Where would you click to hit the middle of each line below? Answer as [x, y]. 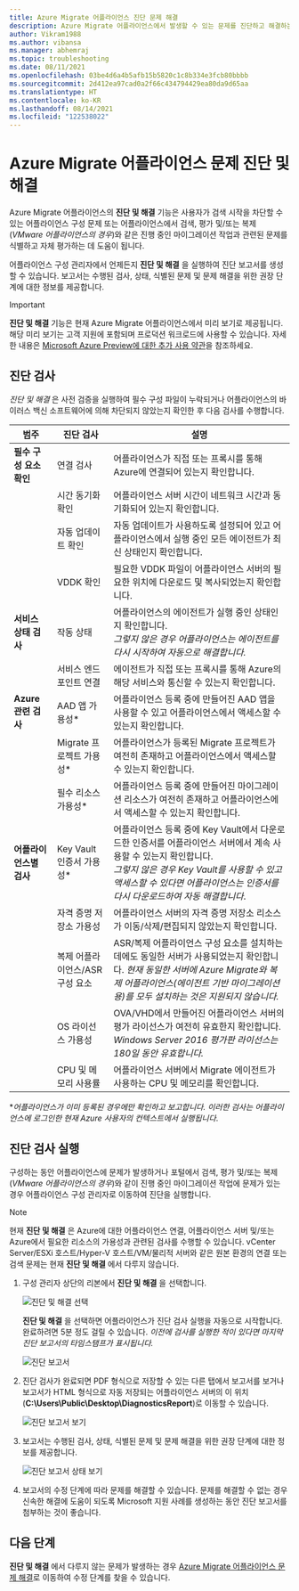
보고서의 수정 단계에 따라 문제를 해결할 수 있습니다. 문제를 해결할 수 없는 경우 [155, 1489]
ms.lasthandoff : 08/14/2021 [61, 109]
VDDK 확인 [79, 582]
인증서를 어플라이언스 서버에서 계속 [202, 843]
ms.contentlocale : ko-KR [55, 100]
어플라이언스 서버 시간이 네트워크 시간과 [192, 495]
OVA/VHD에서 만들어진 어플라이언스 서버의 [199, 1013]
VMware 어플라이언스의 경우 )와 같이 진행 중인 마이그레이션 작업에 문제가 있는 [146, 1183]
